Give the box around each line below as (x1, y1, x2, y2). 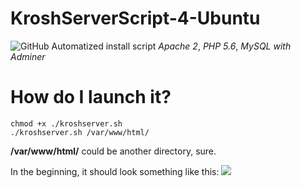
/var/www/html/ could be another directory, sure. (10, 145, 217, 157)
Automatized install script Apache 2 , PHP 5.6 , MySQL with (51, 40, 292, 52)
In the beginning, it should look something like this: (10, 165, 220, 177)
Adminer (10, 50, 46, 62)
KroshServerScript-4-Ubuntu (10, 7, 261, 30)
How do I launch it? (10, 86, 172, 109)
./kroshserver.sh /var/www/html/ (10, 127, 150, 137)
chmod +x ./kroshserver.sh (10, 118, 123, 129)
